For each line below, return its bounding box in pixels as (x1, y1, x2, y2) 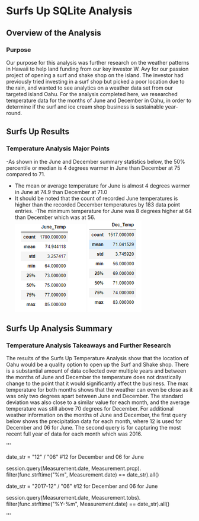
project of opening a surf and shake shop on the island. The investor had (6, 71, 184, 78)
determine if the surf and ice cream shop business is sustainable (6, 103, 164, 110)
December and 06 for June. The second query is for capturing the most (6, 424, 181, 431)
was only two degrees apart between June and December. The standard (6, 393, 184, 400)
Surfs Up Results (6, 126, 70, 137)
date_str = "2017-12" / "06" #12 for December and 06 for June (6, 482, 158, 490)
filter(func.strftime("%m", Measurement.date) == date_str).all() (6, 471, 159, 478)
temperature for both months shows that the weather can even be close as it (6, 386, 193, 393)
